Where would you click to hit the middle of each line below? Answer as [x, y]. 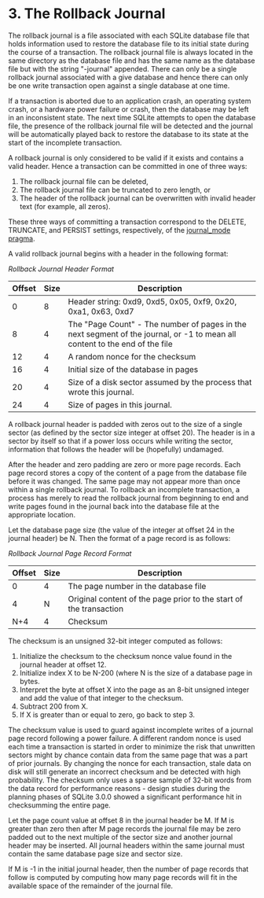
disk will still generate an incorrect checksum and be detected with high [125, 771]
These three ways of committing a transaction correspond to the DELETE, [127, 222]
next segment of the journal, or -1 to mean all [152, 333]
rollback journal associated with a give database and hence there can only [128, 77]
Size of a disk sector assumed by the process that [160, 382]
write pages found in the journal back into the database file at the [114, 506]
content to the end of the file [120, 344]
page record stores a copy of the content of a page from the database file [128, 473]
